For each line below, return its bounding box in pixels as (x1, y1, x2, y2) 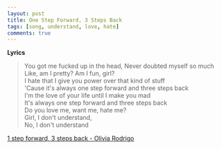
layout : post (7, 10, 45, 17)
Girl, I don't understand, (24, 114, 92, 122)
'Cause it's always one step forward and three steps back (24, 84, 189, 92)
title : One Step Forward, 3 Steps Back (7, 17, 123, 24)
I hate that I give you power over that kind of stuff (24, 77, 166, 85)
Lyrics (7, 49, 26, 57)
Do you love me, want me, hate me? (24, 106, 127, 114)
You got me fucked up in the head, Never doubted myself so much (24, 62, 215, 70)
